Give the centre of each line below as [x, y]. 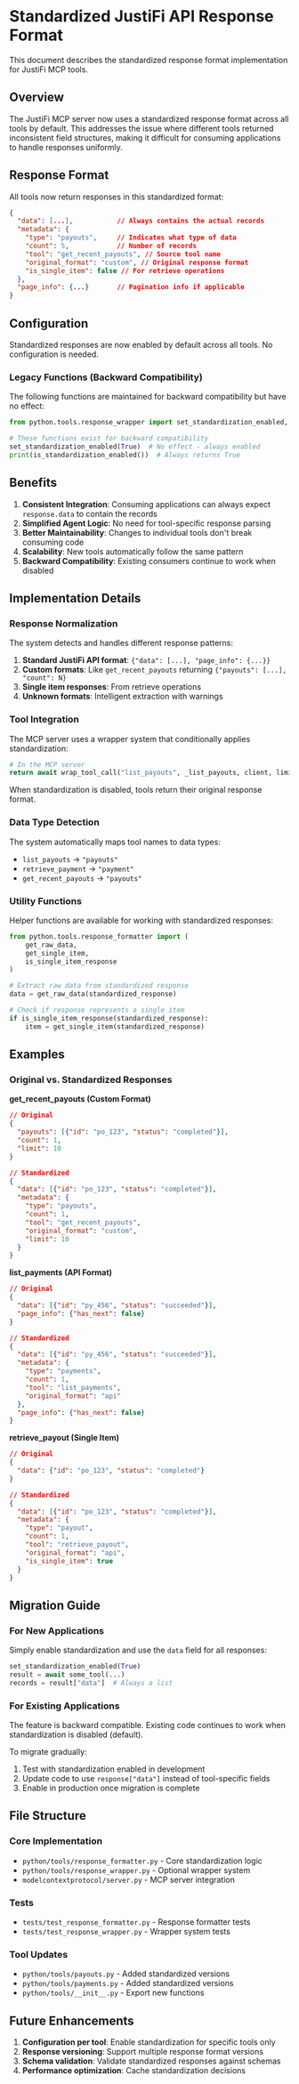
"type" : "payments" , [63, 1371]
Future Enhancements [72, 2020]
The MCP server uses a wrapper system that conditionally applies [130, 739]
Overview [37, 97]
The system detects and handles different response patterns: [121, 643]
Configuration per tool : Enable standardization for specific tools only [149, 2042]
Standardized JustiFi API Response [141, 16]
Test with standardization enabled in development [113, 1769]
